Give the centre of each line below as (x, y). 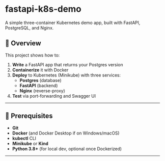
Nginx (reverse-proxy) (42, 91)
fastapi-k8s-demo (43, 9)
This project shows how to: (32, 55)
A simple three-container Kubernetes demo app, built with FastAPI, (73, 23)
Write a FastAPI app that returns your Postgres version (68, 64)
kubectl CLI (24, 138)
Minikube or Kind (30, 143)
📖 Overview (23, 43)
